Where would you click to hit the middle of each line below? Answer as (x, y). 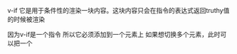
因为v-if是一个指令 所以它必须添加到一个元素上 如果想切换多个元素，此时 (114, 34)
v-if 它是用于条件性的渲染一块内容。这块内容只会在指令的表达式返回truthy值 (118, 10)
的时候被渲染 (26, 19)
